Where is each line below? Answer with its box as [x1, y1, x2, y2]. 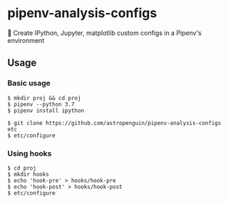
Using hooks [7, 148, 52, 158]
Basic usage [7, 78, 51, 88]
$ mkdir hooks [7, 170, 50, 178]
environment [7, 36, 45, 44]
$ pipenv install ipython [7, 107, 84, 114]
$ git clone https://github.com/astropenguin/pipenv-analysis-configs [7, 119, 222, 126]
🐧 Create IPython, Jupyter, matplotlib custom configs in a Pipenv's [7, 29, 202, 37]
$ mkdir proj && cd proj [7, 94, 81, 101]
